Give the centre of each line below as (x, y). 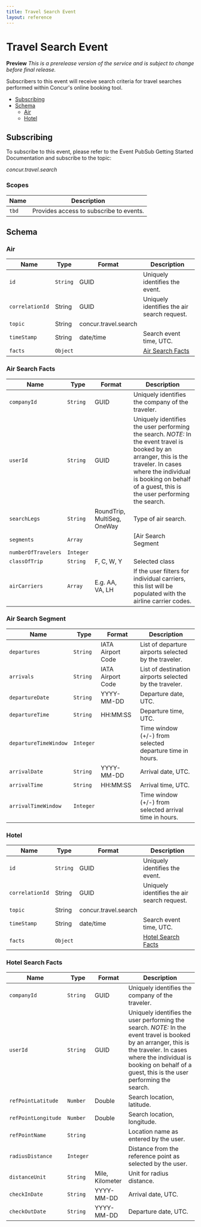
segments (22, 540)
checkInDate (26, 1194)
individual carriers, (160, 578)
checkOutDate (28, 1212)
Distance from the (153, 1149)
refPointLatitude (34, 1101)
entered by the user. (157, 1139)
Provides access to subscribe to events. (88, 211)
